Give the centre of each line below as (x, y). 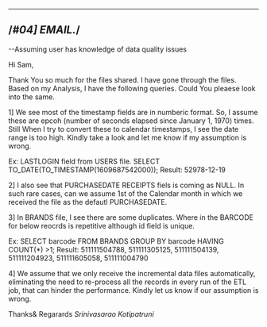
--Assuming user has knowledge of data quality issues (97, 49)
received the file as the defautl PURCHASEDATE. (88, 202)
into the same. (32, 97)
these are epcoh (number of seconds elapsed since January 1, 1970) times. (131, 121)
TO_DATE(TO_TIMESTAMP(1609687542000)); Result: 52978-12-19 (117, 169)
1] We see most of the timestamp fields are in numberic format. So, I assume (133, 112)
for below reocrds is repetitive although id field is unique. (101, 225)
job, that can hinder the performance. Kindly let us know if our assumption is (133, 290)
